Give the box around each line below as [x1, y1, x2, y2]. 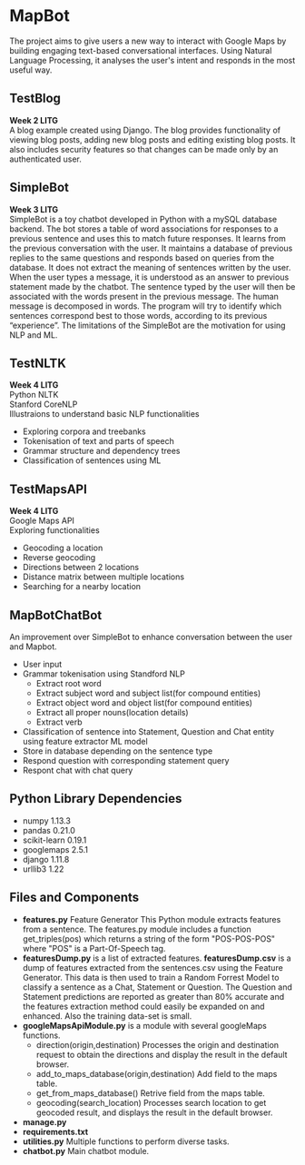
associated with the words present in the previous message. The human [9, 291, 280, 301]
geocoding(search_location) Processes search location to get [35, 1097, 267, 1108]
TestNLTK [9, 355, 66, 370]
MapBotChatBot [9, 607, 103, 623]
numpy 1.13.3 [22, 815, 71, 826]
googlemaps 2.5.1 [22, 844, 89, 854]
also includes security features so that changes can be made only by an [9, 143, 279, 154]
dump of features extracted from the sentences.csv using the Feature [22, 962, 283, 972]
